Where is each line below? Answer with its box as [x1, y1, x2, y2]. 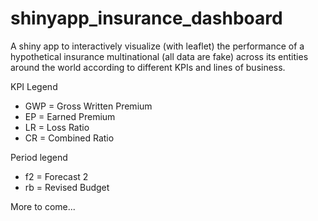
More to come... [10, 200, 76, 212]
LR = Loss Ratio [24, 121, 90, 133]
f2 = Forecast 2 [24, 170, 89, 182]
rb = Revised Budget [24, 181, 110, 193]
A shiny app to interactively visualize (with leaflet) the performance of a [10, 40, 305, 52]
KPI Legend [10, 80, 58, 92]
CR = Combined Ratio [24, 132, 115, 144]
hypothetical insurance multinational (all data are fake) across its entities [10, 50, 309, 62]
